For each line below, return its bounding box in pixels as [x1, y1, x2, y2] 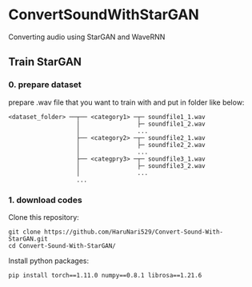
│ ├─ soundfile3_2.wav [76, 161, 206, 169]
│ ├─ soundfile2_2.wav [76, 141, 206, 149]
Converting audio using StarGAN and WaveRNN [8, 32, 166, 42]
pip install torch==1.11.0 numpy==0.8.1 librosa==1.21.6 [8, 271, 202, 279]
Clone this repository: [8, 212, 80, 221]
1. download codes [8, 194, 82, 205]
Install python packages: [8, 256, 90, 265]
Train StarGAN [8, 55, 82, 69]
